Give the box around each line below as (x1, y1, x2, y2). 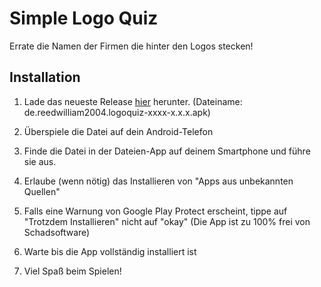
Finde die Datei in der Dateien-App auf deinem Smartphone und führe (23, 145, 311, 157)
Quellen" (23, 185, 61, 197)
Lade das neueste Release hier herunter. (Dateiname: (23, 95, 243, 107)
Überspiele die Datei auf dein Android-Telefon (23, 125, 214, 137)
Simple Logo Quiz (9, 7, 159, 30)
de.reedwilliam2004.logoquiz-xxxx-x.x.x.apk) (23, 106, 211, 118)
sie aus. (23, 155, 57, 167)
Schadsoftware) (23, 226, 91, 238)
